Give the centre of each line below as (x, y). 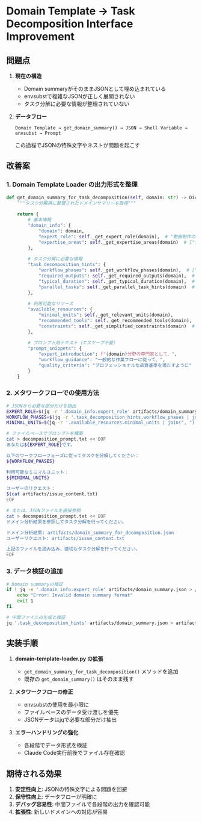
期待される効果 (34, 774)
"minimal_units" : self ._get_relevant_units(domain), (106, 315)
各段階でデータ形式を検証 (56, 745)
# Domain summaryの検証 (35, 584)
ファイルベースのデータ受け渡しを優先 (71, 712)
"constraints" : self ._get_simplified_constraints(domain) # (117, 326)
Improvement (41, 37)
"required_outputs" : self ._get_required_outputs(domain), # (117, 276)
